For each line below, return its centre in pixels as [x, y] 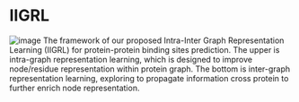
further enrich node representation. [75, 88]
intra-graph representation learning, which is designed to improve [131, 59]
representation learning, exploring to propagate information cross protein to [149, 78]
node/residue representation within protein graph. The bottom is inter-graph [150, 69]
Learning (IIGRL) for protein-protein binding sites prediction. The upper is [145, 49]
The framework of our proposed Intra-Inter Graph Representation [164, 40]
